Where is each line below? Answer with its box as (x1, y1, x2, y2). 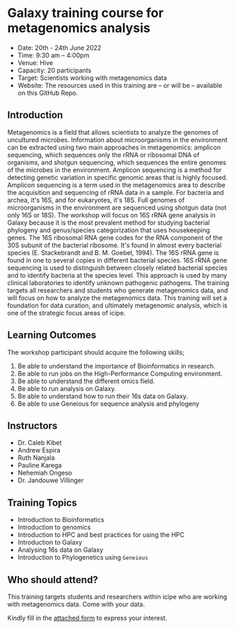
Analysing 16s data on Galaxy (17, 545, 104, 554)
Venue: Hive (17, 58, 54, 67)
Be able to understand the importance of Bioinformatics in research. (17, 361, 216, 370)
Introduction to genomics (17, 523, 91, 532)
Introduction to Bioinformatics (17, 516, 105, 524)
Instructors (7, 419, 58, 431)
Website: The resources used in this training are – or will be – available (17, 81, 223, 89)
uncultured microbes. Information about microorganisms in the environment (7, 135, 228, 144)
